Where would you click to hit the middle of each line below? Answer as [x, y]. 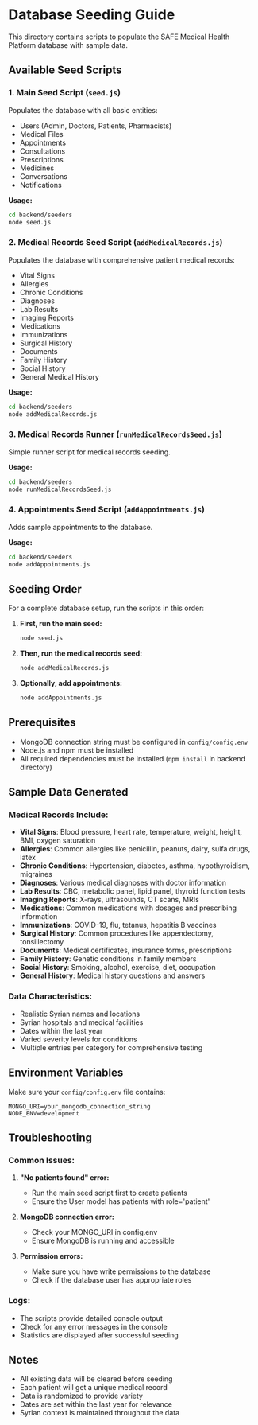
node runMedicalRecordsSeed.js [60, 489]
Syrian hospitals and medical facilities [81, 1022]
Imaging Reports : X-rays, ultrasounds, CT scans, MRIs [110, 900]
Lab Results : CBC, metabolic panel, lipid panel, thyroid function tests [132, 891]
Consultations [42, 151]
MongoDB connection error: [67, 1217]
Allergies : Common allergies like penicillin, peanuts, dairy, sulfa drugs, [135, 849]
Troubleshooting [50, 1137]
